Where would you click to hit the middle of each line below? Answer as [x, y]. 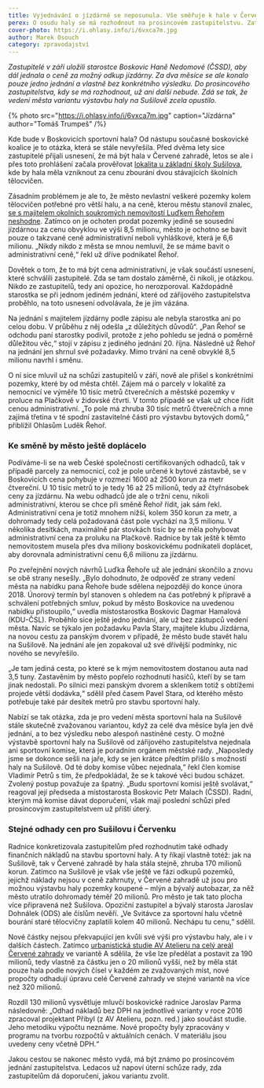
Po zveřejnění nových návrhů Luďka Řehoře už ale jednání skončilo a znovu [130, 570]
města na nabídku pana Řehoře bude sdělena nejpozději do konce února [125, 587]
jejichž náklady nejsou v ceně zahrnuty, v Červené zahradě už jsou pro [123, 880]
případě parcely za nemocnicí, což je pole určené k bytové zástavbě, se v [127, 471]
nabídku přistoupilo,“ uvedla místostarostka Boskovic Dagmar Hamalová [125, 612]
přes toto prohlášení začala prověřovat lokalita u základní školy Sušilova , [125, 164]
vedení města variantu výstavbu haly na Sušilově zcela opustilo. [113, 101]
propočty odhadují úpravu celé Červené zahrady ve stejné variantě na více [129, 978]
